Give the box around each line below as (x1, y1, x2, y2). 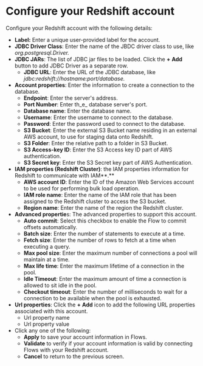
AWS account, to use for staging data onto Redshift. (23, 133, 154, 140)
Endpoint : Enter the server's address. (23, 94, 118, 102)
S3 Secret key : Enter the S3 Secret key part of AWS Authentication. (23, 159, 193, 166)
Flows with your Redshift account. (23, 346, 109, 353)
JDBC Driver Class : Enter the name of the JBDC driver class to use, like (14, 43, 194, 50)
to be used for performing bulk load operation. (23, 184, 140, 192)
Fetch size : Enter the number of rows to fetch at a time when (23, 236, 176, 244)
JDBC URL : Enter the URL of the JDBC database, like (23, 68, 156, 75)
